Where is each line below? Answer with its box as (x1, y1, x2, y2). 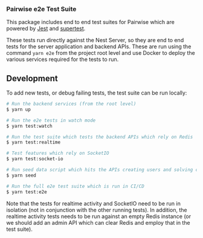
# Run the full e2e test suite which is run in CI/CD (6, 183, 145, 189)
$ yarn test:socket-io (6, 156, 63, 162)
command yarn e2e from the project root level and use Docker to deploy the (6, 49, 195, 57)
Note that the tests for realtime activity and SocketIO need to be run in (6, 199, 181, 207)
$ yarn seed (6, 172, 36, 178)
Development (6, 73, 59, 83)
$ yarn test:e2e (6, 189, 47, 195)
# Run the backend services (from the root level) (6, 101, 137, 107)
